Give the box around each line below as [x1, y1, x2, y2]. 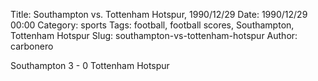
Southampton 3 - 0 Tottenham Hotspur [10, 60, 170, 71]
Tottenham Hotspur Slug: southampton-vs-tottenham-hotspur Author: [10, 30, 298, 41]
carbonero [10, 40, 54, 52]
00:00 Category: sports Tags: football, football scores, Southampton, [10, 19, 295, 31]
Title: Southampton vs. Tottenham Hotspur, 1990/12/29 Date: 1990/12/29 [10, 9, 308, 20]
